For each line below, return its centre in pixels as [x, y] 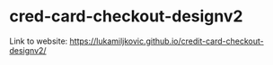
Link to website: [39, 41]
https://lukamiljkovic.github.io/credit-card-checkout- [167, 41]
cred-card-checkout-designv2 [126, 16]
